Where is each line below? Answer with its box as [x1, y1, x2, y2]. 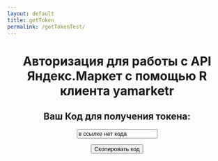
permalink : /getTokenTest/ [7, 23, 86, 30]
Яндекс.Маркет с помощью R [26, 68, 208, 84]
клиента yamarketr [60, 83, 174, 98]
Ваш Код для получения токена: [43, 110, 191, 122]
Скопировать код [93, 146, 141, 153]
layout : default [7, 10, 54, 17]
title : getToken [7, 17, 54, 24]
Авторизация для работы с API [22, 53, 212, 69]
